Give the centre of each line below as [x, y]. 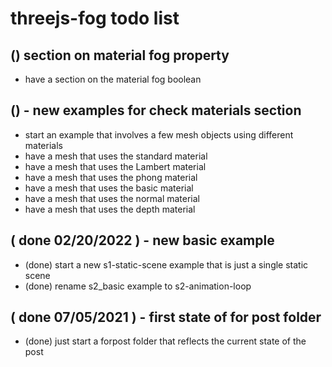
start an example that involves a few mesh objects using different [159, 134]
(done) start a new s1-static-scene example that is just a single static [166, 264]
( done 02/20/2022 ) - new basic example [142, 240]
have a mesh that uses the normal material [112, 198]
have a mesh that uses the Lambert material [115, 166]
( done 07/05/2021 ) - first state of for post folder [166, 317]
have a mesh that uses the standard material [116, 156]
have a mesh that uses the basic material [109, 188]
